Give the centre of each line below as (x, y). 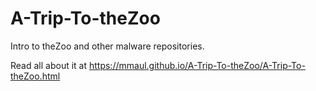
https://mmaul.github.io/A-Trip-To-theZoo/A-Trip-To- (197, 65)
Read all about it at (49, 65)
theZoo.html (35, 76)
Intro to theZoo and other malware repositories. (107, 46)
